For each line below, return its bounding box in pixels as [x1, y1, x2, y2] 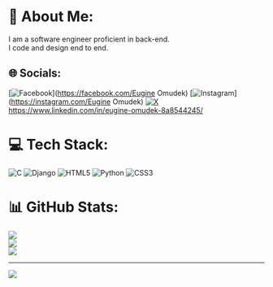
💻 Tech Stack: [8, 135, 109, 154]
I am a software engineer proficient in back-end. [8, 34, 171, 44]
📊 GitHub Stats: [8, 198, 119, 216]
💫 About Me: [8, 7, 94, 26]
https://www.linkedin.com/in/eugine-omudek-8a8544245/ [8, 105, 203, 115]
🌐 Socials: [8, 67, 62, 80]
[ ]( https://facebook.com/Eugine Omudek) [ [8, 88, 193, 98]
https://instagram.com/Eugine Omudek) [11, 97, 144, 107]
